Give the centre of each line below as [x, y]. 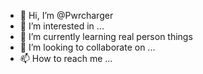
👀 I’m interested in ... [62, 26]
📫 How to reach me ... [66, 58]
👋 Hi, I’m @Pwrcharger [66, 15]
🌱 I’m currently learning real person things [106, 36]
